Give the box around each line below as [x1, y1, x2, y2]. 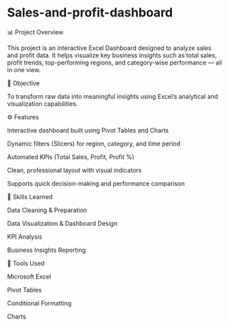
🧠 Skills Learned [7, 192, 53, 200]
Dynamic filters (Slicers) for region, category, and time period [7, 139, 180, 148]
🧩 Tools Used [7, 259, 45, 267]
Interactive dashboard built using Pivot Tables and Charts [7, 126, 169, 135]
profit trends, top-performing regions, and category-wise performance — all [7, 58, 223, 67]
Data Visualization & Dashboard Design [7, 219, 118, 227]
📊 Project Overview [7, 27, 64, 36]
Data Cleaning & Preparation [7, 206, 88, 214]
